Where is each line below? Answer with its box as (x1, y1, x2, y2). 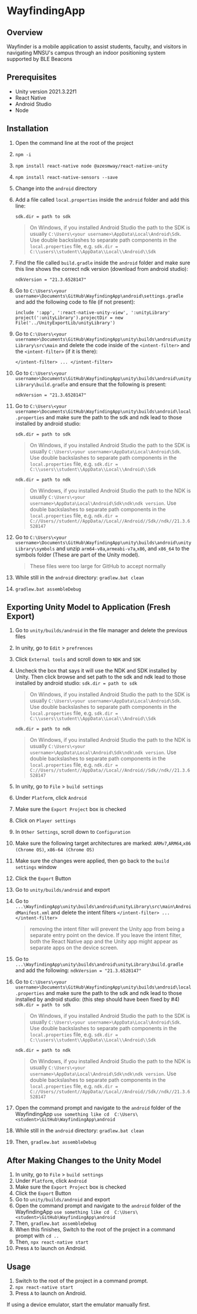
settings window (15, 864, 57, 871)
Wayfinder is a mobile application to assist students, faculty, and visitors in (6, 43, 187, 50)
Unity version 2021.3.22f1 (15, 88, 77, 95)
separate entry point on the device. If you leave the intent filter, (29, 932, 182, 939)
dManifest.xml (15, 910, 50, 916)
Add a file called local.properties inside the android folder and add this (15, 196, 190, 203)
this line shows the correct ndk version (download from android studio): (15, 265, 188, 272)
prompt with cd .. (15, 1232, 59, 1240)
